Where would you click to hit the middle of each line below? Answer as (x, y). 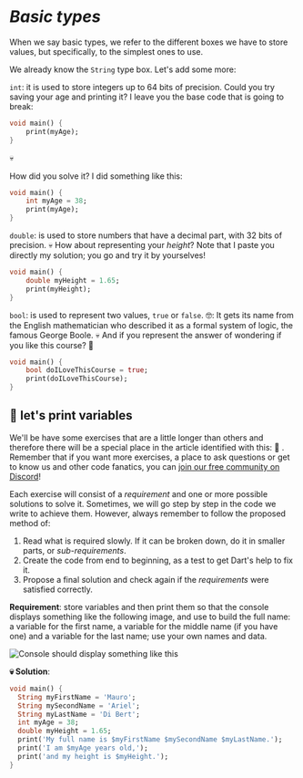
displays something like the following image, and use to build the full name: (150, 617)
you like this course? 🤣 (51, 345)
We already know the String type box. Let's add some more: (123, 69)
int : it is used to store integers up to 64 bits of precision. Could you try (142, 87)
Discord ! (25, 476)
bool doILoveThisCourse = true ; (87, 370)
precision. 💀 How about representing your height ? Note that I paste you (142, 245)
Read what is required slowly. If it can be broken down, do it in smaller (154, 541)
